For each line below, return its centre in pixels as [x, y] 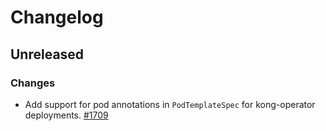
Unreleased [47, 54]
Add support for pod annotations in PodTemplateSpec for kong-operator [170, 104]
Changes [33, 83]
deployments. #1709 [66, 115]
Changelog [57, 17]
